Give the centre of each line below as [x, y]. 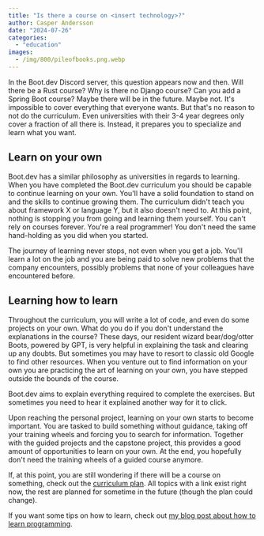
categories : [28, 38]
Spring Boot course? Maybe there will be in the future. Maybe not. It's [121, 99]
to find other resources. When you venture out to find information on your [128, 361]
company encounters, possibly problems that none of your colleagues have [131, 267]
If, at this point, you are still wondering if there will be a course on [115, 474]
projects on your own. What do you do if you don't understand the [116, 328]
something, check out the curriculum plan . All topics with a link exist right [127, 483]
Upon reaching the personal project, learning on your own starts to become [131, 417]
